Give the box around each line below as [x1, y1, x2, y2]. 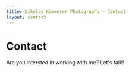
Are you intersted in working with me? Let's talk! [6, 59, 124, 66]
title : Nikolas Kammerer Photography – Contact [6, 8, 127, 15]
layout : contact [6, 14, 46, 20]
